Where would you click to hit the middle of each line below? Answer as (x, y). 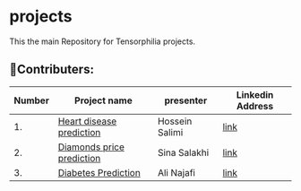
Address (255, 106)
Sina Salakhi (183, 152)
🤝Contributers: (52, 69)
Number (31, 100)
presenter (186, 100)
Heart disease (87, 121)
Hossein (175, 121)
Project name (103, 100)
